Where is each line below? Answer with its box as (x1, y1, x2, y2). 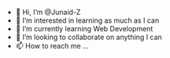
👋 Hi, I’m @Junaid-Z (15, 8, 81, 16)
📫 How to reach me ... (15, 42, 89, 50)
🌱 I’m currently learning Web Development (15, 24, 153, 33)
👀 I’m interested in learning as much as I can (15, 16, 160, 25)
